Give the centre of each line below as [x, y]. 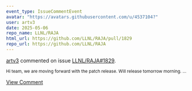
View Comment [25, 82]
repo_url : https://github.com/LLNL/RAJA [56, 44]
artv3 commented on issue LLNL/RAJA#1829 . [61, 60]
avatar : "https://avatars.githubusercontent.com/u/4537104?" [82, 17]
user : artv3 [20, 22]
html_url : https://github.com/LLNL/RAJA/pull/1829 [69, 38]
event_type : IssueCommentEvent [44, 11]
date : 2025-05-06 [27, 28]
